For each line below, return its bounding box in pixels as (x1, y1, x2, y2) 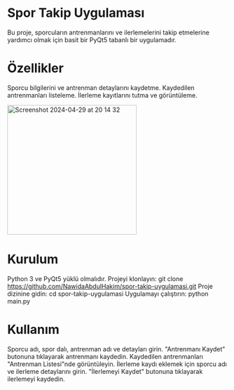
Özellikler (7, 60, 64, 77)
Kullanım (7, 322, 60, 337)
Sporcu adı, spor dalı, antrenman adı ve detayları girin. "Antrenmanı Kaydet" (7, 344, 226, 353)
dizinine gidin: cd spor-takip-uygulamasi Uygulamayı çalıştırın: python (7, 290, 209, 298)
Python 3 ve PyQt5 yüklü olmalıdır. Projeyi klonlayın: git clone (7, 274, 184, 282)
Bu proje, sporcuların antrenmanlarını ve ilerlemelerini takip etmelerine (7, 28, 210, 37)
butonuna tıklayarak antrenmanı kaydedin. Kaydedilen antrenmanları (7, 352, 203, 360)
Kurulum (7, 252, 59, 268)
